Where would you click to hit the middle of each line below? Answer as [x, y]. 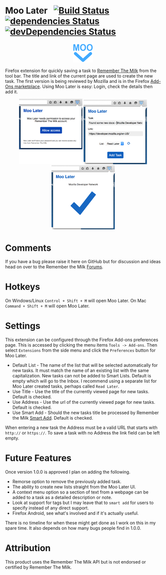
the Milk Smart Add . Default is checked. [53, 418]
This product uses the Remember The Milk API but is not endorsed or [76, 562]
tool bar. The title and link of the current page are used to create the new [79, 76]
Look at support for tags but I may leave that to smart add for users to [83, 503]
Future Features [38, 458]
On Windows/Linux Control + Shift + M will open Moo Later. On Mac [76, 301]
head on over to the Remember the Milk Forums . [54, 267]
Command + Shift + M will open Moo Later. [47, 306]
